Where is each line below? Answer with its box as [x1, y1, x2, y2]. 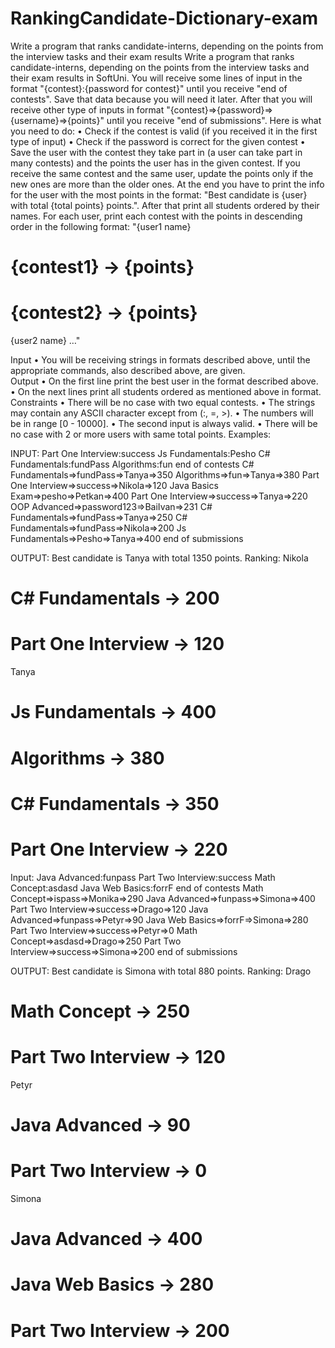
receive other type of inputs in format [10, 103, 165, 116]
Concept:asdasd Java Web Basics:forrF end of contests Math [10, 882, 264, 894]
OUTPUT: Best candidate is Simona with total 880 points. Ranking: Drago [10, 965, 312, 977]
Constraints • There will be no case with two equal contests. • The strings [10, 397, 316, 409]
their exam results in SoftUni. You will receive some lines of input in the [10, 72, 303, 84]
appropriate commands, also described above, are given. [10, 365, 246, 377]
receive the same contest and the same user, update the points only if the [10, 167, 314, 179]
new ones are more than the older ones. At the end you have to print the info [10, 178, 325, 190]
